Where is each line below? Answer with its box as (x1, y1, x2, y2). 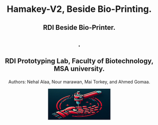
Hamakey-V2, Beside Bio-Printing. (6, 3, 152, 15)
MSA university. (53, 64, 105, 73)
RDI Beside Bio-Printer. (43, 23, 116, 32)
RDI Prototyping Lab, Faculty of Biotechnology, (4, 57, 154, 65)
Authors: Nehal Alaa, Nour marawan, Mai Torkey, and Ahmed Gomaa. (8, 79, 151, 85)
